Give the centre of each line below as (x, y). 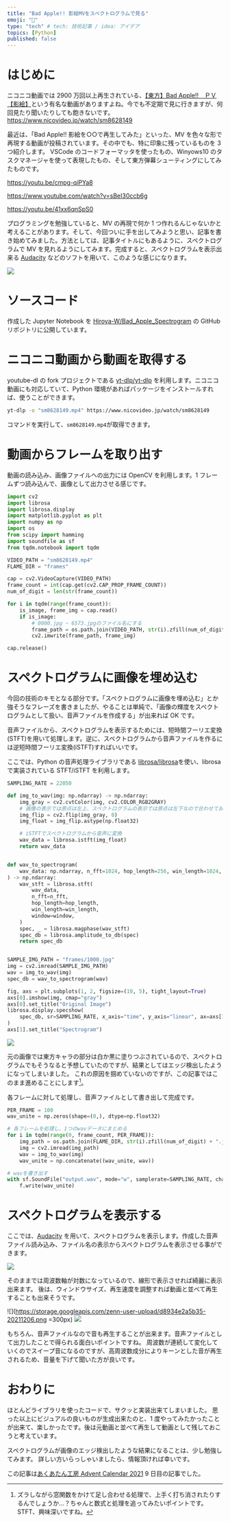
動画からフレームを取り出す (85, 454)
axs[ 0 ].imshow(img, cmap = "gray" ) (55, 998)
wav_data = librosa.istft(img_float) (73, 840)
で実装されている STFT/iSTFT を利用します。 (70, 770)
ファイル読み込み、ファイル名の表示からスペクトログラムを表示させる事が (112, 1245)
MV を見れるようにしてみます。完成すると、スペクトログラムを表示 (121, 249)
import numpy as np (35, 522)
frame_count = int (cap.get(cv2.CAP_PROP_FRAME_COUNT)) (87, 585)
